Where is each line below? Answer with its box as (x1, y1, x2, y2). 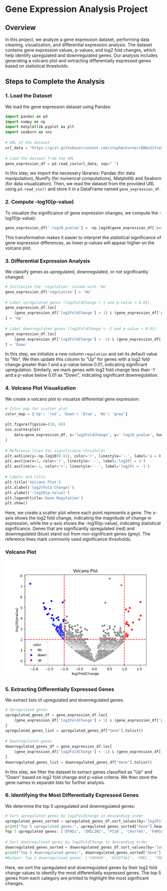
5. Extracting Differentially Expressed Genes (5, 686, 114, 693)
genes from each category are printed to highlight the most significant (5, 875, 149, 881)
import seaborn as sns (5, 129, 52, 135)
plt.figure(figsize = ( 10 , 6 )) (5, 422, 66, 427)
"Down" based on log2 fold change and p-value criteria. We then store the (5, 774, 158, 780)
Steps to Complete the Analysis (5, 77, 105, 86)
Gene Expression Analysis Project (5, 3, 148, 15)
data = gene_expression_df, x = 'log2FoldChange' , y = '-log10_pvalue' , (14, 432, 155, 438)
